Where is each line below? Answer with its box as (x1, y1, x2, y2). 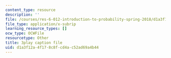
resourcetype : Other (5, 36, 49, 41)
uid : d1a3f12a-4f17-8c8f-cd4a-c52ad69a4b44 (5, 45, 99, 50)
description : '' (5, 12, 40, 17)
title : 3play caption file (5, 40, 63, 45)
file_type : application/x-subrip (5, 21, 76, 27)
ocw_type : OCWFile (5, 31, 44, 36)
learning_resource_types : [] (5, 26, 67, 31)
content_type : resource (5, 7, 56, 13)
